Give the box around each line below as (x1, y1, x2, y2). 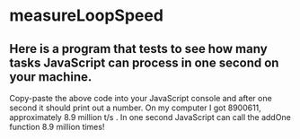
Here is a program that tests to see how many (9, 41, 268, 56)
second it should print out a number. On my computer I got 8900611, (9, 102, 262, 113)
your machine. (9, 69, 93, 84)
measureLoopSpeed (9, 5, 164, 26)
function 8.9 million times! (9, 122, 105, 132)
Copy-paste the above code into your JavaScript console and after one (9, 93, 272, 103)
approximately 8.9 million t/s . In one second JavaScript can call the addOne (9, 112, 292, 122)
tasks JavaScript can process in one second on (9, 55, 279, 70)
